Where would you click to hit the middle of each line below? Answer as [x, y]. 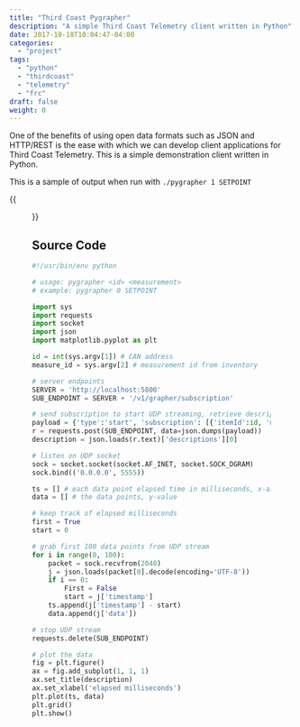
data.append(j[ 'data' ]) [93, 613]
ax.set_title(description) [82, 680]
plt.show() [52, 713]
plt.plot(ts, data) [68, 696]
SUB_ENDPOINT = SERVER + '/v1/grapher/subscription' [133, 398]
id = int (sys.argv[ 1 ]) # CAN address [103, 357]
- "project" [40, 51]
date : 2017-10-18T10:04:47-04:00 [72, 34]
